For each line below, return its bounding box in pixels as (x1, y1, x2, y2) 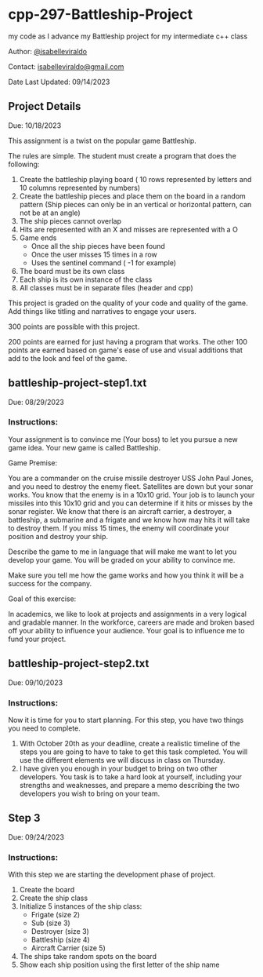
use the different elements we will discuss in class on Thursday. (19, 755, 225, 764)
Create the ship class (19, 893, 88, 903)
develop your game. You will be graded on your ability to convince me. (8, 555, 236, 564)
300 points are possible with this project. (8, 322, 140, 331)
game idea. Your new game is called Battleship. (8, 443, 161, 452)
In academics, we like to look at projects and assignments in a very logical (8, 609, 247, 618)
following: (8, 159, 40, 169)
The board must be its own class (19, 266, 125, 275)
